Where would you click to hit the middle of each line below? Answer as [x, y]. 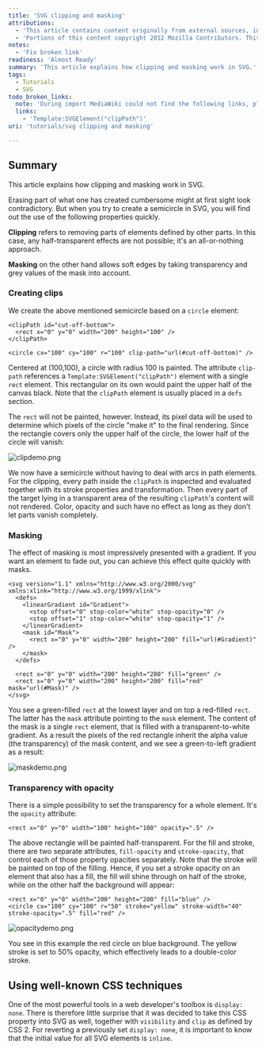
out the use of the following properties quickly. [84, 217]
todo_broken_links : [40, 97]
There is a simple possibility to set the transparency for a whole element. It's [133, 805]
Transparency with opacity [61, 788]
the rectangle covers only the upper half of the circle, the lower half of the [129, 433]
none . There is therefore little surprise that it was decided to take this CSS [127, 1013]
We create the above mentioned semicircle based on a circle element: [124, 310]
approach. [25, 249]
